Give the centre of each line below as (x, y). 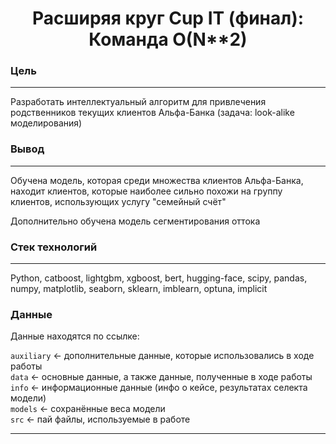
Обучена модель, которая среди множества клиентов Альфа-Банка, (157, 180)
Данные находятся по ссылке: (75, 336)
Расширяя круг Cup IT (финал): (168, 18)
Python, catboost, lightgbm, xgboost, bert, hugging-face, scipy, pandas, (159, 278)
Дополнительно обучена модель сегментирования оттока (135, 221)
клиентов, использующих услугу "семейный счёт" (118, 201)
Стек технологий (54, 247)
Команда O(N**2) (168, 39)
